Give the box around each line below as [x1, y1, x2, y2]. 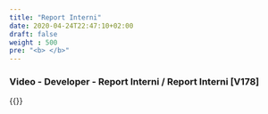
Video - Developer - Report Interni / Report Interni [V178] [9, 76, 260, 88]
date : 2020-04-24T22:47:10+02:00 [9, 21, 134, 30]
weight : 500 [9, 37, 58, 47]
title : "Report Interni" [9, 12, 102, 22]
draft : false [9, 29, 58, 38]
